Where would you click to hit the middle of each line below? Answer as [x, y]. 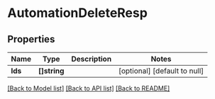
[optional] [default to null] [161, 71]
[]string [51, 71]
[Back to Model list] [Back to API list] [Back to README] [89, 88]
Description [91, 59]
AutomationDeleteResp [77, 13]
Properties [31, 39]
